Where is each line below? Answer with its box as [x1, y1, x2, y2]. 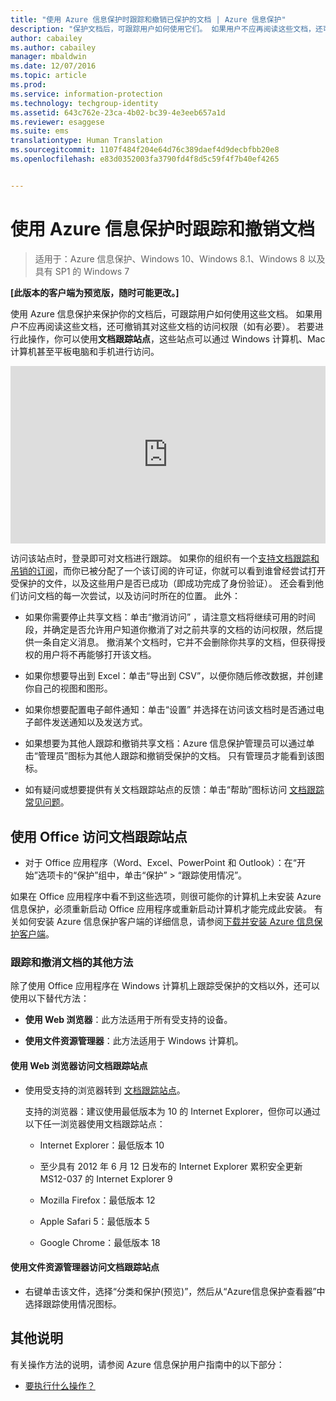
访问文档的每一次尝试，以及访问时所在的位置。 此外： [18, 590, 241, 602]
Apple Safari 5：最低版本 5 [39, 1215, 150, 1227]
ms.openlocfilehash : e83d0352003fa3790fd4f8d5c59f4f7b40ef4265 [10, 154, 280, 164]
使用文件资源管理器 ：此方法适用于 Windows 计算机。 [24, 1035, 244, 1047]
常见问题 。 [24, 796, 70, 808]
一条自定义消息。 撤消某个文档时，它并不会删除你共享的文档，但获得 [33, 636, 317, 648]
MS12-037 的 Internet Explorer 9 [39, 1172, 173, 1185]
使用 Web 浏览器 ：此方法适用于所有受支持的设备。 [24, 1014, 233, 1026]
